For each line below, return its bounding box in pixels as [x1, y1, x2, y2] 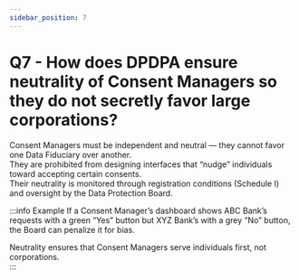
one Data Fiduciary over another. [9, 149, 132, 160]
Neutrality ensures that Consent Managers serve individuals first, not [9, 241, 267, 253]
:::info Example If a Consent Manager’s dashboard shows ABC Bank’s [9, 205, 267, 216]
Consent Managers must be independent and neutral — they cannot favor [9, 139, 285, 150]
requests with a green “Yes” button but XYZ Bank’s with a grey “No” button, [9, 214, 291, 226]
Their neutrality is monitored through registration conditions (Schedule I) [9, 178, 280, 189]
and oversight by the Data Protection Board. [9, 187, 174, 199]
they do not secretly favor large [9, 90, 251, 111]
